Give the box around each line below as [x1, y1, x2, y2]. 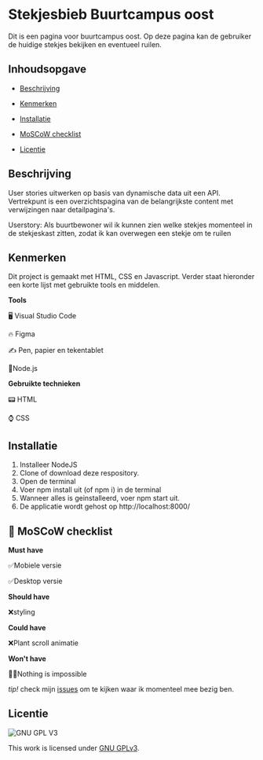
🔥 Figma [8, 329, 35, 339]
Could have [8, 623, 46, 632]
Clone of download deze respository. [19, 468, 140, 478]
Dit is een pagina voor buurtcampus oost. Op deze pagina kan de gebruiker [8, 31, 252, 41]
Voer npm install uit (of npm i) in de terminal [19, 485, 162, 494]
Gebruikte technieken [8, 379, 81, 388]
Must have [8, 545, 44, 555]
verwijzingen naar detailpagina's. [8, 204, 115, 214]
